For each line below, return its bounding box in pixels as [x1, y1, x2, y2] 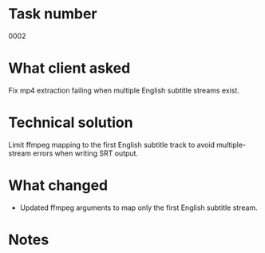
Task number [8, 5, 97, 23]
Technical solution [8, 113, 133, 132]
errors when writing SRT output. [33, 148, 138, 158]
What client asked [8, 59, 131, 77]
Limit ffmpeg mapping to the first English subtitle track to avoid [8, 140, 216, 149]
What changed [8, 176, 109, 194]
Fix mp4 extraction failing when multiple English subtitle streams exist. [8, 85, 239, 95]
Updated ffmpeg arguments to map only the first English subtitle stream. [19, 203, 258, 212]
